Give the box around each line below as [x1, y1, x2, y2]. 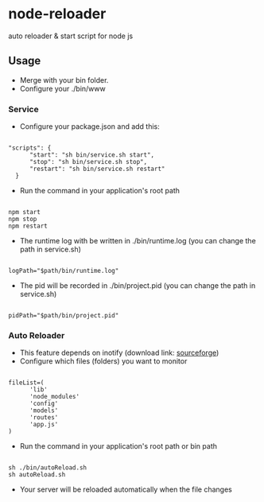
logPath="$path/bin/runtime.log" [8, 267, 119, 275]
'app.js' [29, 421, 59, 429]
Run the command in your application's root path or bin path [19, 442, 217, 451]
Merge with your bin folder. [19, 75, 109, 84]
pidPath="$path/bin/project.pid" [8, 312, 119, 320]
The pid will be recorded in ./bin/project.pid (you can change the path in [19, 281, 256, 290]
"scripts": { [8, 144, 52, 152]
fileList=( [8, 379, 45, 387]
